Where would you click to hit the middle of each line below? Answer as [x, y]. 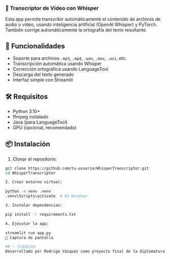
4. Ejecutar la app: [27, 223]
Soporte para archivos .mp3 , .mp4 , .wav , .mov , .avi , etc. [70, 59]
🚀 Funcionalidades [35, 46]
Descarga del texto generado [43, 75]
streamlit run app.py [28, 233]
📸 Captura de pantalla [29, 238]
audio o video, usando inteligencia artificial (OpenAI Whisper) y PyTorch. [81, 24]
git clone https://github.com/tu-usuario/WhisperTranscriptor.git [77, 168]
